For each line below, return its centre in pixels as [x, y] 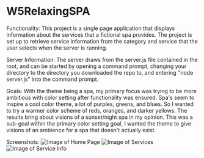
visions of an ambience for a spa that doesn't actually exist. [81, 130]
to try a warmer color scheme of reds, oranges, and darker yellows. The [97, 110]
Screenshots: [23, 141]
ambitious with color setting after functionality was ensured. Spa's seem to [100, 97]
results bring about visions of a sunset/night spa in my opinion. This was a [100, 117]
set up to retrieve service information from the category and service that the [102, 41]
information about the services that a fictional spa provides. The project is [99, 34]
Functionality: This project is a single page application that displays [91, 28]
